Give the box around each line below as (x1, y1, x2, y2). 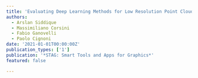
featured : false (6, 57, 46, 63)
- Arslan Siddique (11, 19, 57, 25)
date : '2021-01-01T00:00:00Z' (6, 42, 81, 48)
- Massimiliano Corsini (11, 25, 70, 31)
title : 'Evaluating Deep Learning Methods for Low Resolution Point (6, 8, 178, 15)
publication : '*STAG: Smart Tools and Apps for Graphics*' (6, 52, 154, 58)
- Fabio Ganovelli (11, 30, 57, 36)
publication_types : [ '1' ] (6, 47, 70, 53)
